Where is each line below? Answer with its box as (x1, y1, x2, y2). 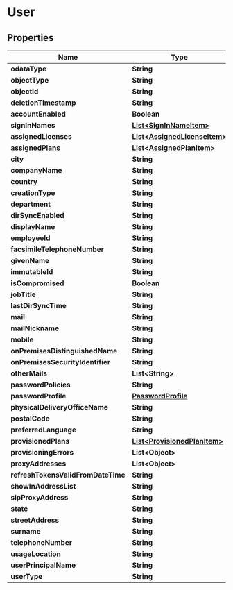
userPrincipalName (10, 560, 76, 570)
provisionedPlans (10, 437, 70, 446)
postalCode (10, 414, 50, 423)
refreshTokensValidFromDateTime (10, 470, 126, 480)
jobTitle (10, 289, 36, 299)
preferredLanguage (10, 425, 76, 435)
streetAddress (10, 515, 60, 525)
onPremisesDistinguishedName (10, 346, 118, 355)
